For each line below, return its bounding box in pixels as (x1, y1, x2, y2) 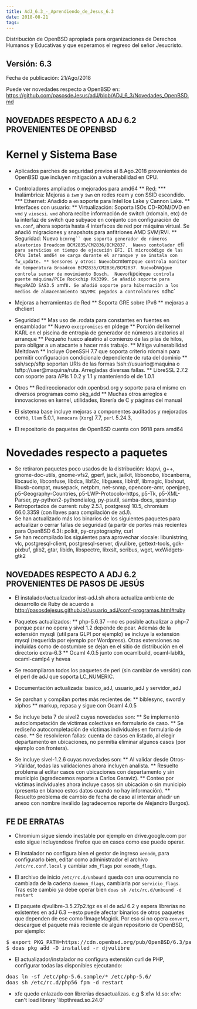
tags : (6, 19, 19, 25)
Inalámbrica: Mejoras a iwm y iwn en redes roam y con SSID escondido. (14, 191, 186, 198)
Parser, (14, 496, 32, 503)
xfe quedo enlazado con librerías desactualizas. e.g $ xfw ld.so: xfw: (14, 990, 182, 997)
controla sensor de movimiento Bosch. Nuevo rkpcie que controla (14, 270, 175, 277)
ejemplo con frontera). (14, 744, 69, 751)
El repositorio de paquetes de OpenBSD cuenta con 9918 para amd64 (14, 425, 184, 432)
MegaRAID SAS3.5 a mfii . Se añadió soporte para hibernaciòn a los (14, 281, 179, 288)
